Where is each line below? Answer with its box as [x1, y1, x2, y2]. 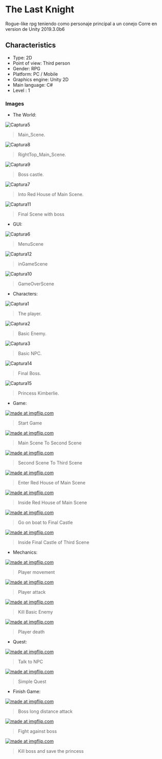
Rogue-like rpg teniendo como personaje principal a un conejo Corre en [5, 21, 157, 27]
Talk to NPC [17, 658, 44, 665]
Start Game [17, 420, 43, 426]
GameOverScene [17, 281, 54, 287]
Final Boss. [17, 371, 42, 377]
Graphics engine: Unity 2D [12, 76, 69, 83]
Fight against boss [17, 728, 57, 734]
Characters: [12, 291, 38, 297]
